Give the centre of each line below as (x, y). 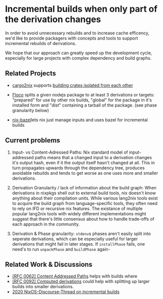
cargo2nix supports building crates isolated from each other (72, 85)
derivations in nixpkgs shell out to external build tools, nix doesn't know (84, 193)
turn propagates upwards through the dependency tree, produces (78, 168)
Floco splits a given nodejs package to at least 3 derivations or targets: (83, 94)
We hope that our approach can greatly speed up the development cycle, (79, 53)
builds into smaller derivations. (43, 287)
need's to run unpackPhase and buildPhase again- (61, 249)
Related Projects (31, 74)
